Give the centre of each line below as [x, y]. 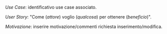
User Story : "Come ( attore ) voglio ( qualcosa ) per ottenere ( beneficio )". [78, 17]
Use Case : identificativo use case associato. [51, 7]
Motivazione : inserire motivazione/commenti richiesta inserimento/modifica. [84, 26]
